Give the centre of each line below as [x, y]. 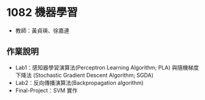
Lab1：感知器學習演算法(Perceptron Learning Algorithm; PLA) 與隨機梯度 [107, 67]
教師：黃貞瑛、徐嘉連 [42, 30]
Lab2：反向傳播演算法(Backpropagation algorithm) [79, 82]
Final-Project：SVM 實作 [46, 90]
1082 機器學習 [42, 12]
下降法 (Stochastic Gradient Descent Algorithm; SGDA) [84, 75]
